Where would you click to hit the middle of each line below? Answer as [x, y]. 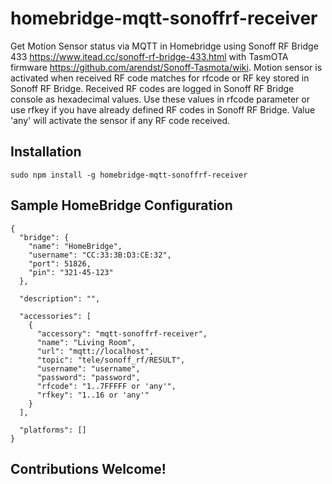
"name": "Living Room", [86, 342]
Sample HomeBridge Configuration [121, 205]
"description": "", [60, 298]
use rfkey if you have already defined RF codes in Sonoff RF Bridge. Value [163, 109]
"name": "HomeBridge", [75, 246]
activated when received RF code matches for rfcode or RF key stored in [160, 78]
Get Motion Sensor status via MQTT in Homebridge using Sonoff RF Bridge [164, 46]
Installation [46, 152]
